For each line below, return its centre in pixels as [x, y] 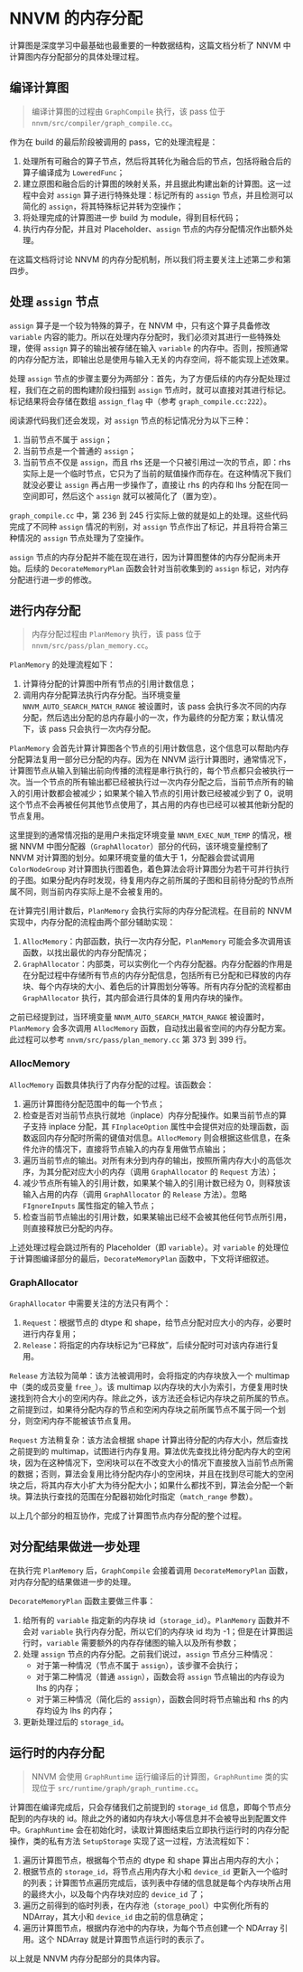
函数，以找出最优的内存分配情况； [86, 953]
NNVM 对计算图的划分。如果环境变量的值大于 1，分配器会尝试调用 [132, 858]
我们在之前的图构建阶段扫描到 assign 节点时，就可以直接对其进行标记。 [158, 390]
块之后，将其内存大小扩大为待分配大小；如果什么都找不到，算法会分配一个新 [151, 1485]
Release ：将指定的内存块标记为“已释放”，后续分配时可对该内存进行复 [151, 1345]
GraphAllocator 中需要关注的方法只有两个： [90, 1303]
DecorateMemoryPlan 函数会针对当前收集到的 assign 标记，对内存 [170, 568]
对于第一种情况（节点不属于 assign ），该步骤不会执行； [138, 1665]
